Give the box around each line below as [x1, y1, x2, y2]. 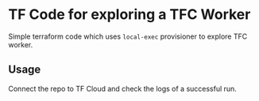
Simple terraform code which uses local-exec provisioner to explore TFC [8, 32, 248, 41]
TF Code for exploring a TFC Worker [8, 6, 251, 24]
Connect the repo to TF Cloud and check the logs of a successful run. [8, 84, 237, 93]
